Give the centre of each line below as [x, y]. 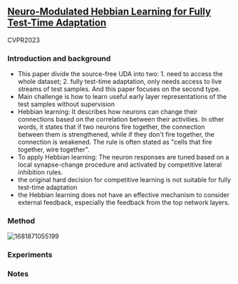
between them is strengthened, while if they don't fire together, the [116, 135]
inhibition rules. [40, 172]
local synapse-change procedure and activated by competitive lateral [120, 165]
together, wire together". [54, 149]
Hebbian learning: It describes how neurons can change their [108, 112]
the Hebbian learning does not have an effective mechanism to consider [124, 195]
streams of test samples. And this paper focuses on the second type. [119, 89]
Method [21, 221]
